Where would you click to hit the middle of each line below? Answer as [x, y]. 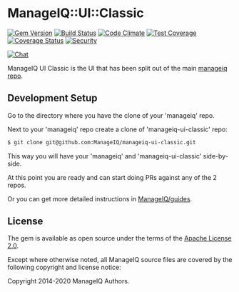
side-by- [215, 156]
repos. [17, 185]
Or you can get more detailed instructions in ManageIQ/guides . [100, 198]
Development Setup [52, 98]
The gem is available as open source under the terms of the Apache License [119, 238]
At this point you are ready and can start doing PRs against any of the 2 [112, 177]
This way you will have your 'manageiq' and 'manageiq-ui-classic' [105, 156]
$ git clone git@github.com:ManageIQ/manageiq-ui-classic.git [102, 142]
